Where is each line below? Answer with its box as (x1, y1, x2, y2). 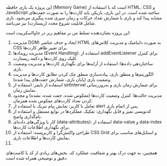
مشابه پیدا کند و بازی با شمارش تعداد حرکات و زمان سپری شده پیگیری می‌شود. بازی (5, 15, 162, 20)
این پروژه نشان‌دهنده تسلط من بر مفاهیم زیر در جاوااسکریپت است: (5, 30, 130, 35)
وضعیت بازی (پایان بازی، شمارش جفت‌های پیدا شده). (12, 77, 111, 82)
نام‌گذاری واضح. (12, 114, 42, 119)
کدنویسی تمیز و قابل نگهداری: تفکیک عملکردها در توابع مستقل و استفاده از (12, 108, 151, 114)
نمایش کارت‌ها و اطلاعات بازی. (12, 135, 70, 141)
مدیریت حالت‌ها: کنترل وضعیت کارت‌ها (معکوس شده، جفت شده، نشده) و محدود (12, 92, 162, 98)
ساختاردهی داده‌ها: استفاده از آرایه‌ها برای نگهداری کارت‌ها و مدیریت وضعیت (12, 61, 153, 66)
